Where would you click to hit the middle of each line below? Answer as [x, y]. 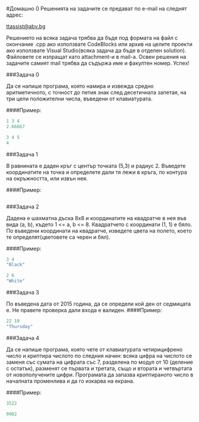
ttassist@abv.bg [26, 26]
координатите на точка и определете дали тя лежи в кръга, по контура [97, 172]
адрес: [15, 15]
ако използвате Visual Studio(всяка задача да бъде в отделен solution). [96, 50]
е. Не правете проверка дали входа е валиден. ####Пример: [84, 310]
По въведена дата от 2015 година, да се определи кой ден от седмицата [99, 304]
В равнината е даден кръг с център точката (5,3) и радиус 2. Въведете [96, 166]
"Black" [16, 265]
